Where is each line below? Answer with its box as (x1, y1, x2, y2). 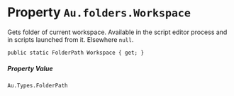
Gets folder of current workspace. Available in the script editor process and (7, 28, 228, 36)
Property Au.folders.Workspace (7, 4, 191, 21)
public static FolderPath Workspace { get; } (7, 49, 144, 56)
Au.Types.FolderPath (7, 82, 69, 89)
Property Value (7, 64, 53, 73)
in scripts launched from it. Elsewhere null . (7, 35, 134, 43)
